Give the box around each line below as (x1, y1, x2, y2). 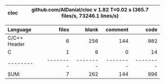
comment (105, 27, 129, 33)
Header (7, 41, 25, 47)
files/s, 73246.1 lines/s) (61, 12, 119, 19)
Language (7, 27, 32, 33)
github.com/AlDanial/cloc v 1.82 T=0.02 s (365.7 (31, 6, 149, 13)
